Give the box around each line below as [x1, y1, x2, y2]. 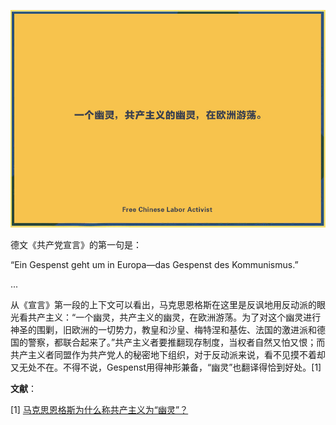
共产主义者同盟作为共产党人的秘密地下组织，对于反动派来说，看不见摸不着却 [10, 348, 326, 360]
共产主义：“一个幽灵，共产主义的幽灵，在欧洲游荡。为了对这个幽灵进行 [27, 311, 322, 323]
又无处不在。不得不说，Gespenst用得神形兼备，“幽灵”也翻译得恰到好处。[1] [10, 361, 322, 373]
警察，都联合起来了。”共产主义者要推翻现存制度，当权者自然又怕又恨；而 [27, 336, 326, 348]
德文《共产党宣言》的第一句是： [10, 238, 142, 250]
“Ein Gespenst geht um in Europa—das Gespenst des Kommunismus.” [10, 258, 299, 270]
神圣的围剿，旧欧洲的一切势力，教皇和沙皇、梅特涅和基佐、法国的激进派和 [10, 323, 317, 335]
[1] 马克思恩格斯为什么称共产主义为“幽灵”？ [10, 403, 189, 415]
